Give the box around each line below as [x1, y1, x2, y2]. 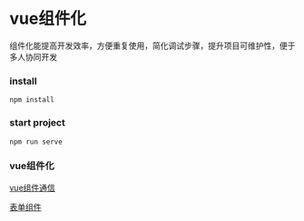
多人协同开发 [9, 51, 57, 62]
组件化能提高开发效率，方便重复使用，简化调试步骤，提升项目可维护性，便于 [9, 40, 296, 51]
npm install [9, 95, 54, 105]
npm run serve [9, 137, 64, 146]
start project [9, 116, 65, 129]
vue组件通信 [9, 182, 56, 193]
